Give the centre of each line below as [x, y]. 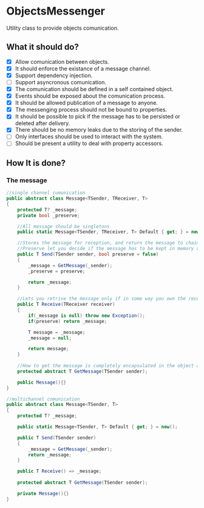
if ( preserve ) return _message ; [68, 321]
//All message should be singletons [64, 226]
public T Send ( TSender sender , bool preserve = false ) [88, 254]
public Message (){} [42, 382]
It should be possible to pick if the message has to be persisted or [97, 117]
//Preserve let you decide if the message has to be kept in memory [106, 249]
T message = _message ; [57, 332]
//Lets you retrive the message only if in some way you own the [102, 299]
